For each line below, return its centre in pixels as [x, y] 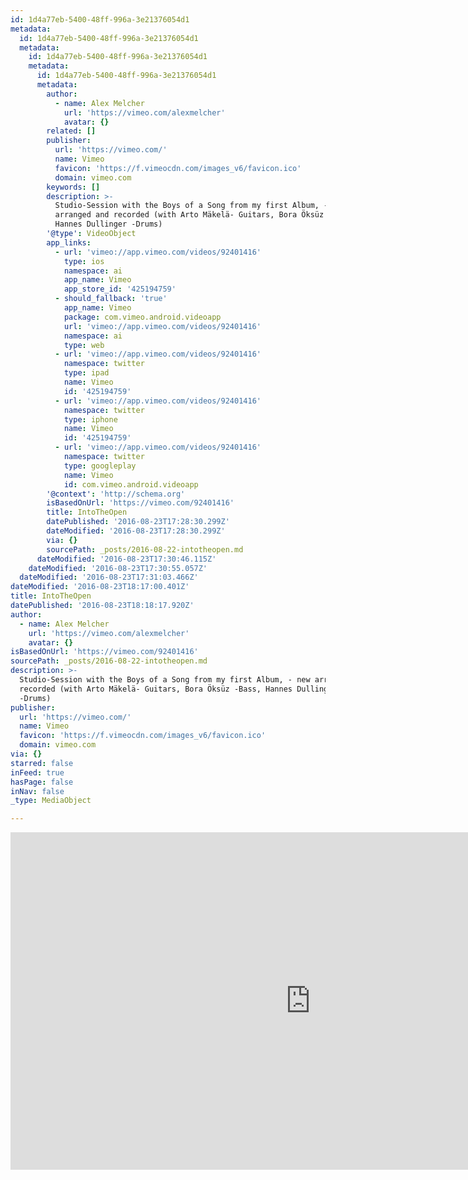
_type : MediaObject [51, 801]
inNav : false [37, 791]
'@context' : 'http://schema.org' [116, 494]
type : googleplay [100, 466]
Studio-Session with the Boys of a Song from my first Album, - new [165, 680]
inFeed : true [37, 772]
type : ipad [86, 373]
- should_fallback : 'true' [111, 299]
